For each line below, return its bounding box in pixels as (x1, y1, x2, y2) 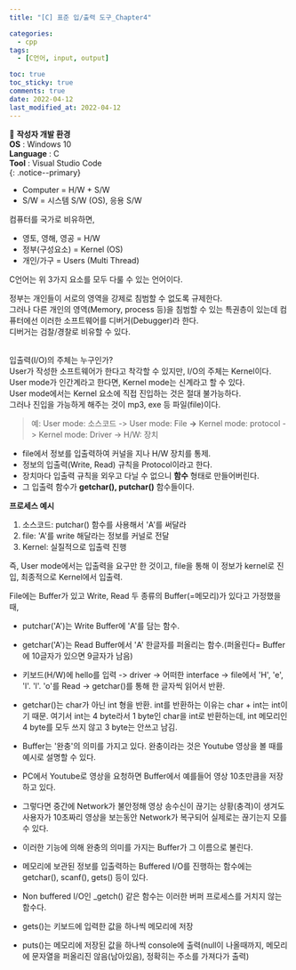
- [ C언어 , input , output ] (17, 54, 109, 63)
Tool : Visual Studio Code (9, 158, 102, 168)
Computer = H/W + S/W (21, 184, 110, 195)
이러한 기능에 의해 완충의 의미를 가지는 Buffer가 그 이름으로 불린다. (21, 842, 253, 853)
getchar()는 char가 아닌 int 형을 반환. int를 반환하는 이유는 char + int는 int (21, 699, 281, 710)
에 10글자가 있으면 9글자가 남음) (21, 651, 133, 661)
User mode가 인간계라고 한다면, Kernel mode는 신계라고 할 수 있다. (9, 376, 245, 387)
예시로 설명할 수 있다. (21, 751, 96, 762)
